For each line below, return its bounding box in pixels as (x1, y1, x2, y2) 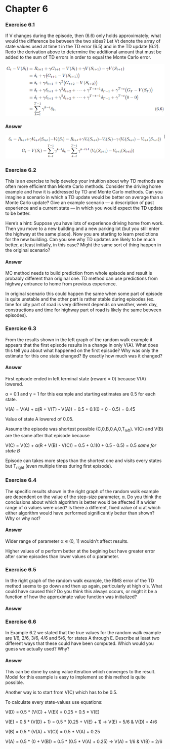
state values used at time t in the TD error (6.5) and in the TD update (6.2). (5, 44, 160, 50)
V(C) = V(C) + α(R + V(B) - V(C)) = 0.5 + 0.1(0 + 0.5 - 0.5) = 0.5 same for (5, 442, 157, 448)
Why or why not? (5, 515, 41, 521)
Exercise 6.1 (5, 21, 35, 28)
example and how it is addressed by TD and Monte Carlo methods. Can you (5, 189, 163, 195)
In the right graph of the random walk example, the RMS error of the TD (5, 577, 154, 584)
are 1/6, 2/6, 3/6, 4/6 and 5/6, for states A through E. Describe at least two (5, 635, 160, 641)
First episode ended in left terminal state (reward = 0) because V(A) (5, 375, 147, 381)
